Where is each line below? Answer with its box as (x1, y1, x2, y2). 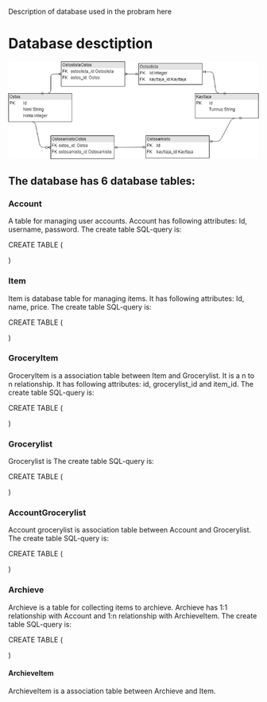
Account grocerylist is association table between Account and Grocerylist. (8, 525, 252, 535)
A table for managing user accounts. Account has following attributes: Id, (8, 216, 248, 226)
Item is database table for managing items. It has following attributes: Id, (8, 294, 245, 303)
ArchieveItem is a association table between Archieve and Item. (8, 686, 216, 696)
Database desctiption (8, 35, 153, 53)
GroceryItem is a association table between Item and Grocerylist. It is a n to (8, 370, 255, 380)
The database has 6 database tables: (8, 174, 195, 188)
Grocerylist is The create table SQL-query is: (8, 457, 155, 466)
